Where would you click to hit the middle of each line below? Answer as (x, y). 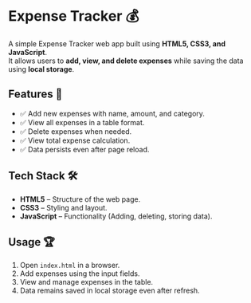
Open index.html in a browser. (70, 266)
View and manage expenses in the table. (86, 282)
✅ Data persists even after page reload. (84, 149)
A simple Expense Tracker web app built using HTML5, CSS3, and (117, 43)
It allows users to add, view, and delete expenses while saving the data (126, 61)
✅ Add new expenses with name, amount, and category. (112, 113)
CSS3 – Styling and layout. (63, 207)
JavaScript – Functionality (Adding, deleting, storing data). (116, 216)
